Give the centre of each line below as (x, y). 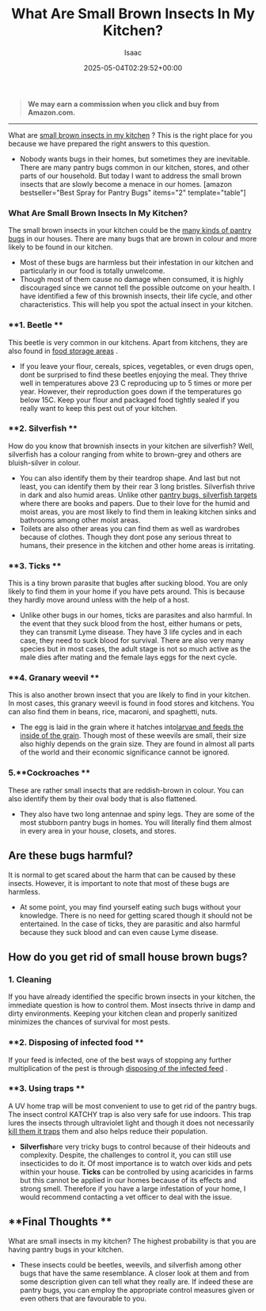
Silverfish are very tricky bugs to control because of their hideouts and (135, 1146)
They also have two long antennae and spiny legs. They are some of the (137, 814)
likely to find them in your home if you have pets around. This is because (127, 591)
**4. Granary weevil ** (54, 678)
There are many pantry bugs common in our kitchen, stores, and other (134, 167)
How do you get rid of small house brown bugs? (128, 957)
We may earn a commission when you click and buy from (123, 104)
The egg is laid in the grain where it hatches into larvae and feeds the (131, 727)
